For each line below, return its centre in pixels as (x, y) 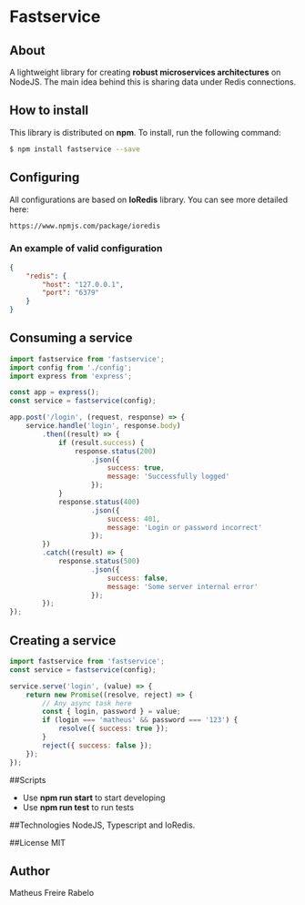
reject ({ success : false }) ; (97, 745)
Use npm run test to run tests (78, 807)
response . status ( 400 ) (99, 502)
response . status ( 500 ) (99, 562)
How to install (49, 111)
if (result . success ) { (101, 442)
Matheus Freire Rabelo (52, 893)
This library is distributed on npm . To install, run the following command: (145, 132)
